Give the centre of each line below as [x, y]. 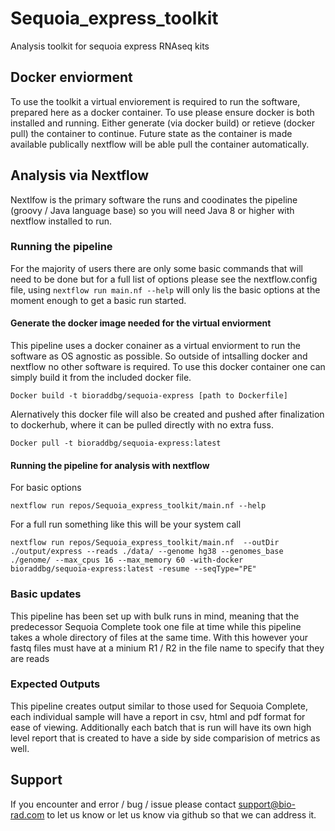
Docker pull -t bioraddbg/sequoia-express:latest [116, 443]
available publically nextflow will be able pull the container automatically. [160, 144]
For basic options [46, 488]
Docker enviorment [71, 77]
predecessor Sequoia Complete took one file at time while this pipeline [156, 626]
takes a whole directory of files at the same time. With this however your [159, 637]
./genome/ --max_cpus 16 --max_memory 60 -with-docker [127, 560]
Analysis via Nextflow [80, 175]
